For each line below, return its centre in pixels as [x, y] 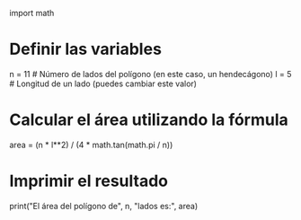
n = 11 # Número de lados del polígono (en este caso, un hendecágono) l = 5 [150, 74]
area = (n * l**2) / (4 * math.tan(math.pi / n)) [91, 145]
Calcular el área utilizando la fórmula [149, 120]
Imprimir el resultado [89, 181]
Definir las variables [85, 49]
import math [32, 13]
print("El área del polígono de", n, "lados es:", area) [104, 206]
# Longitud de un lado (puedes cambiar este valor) [103, 84]
